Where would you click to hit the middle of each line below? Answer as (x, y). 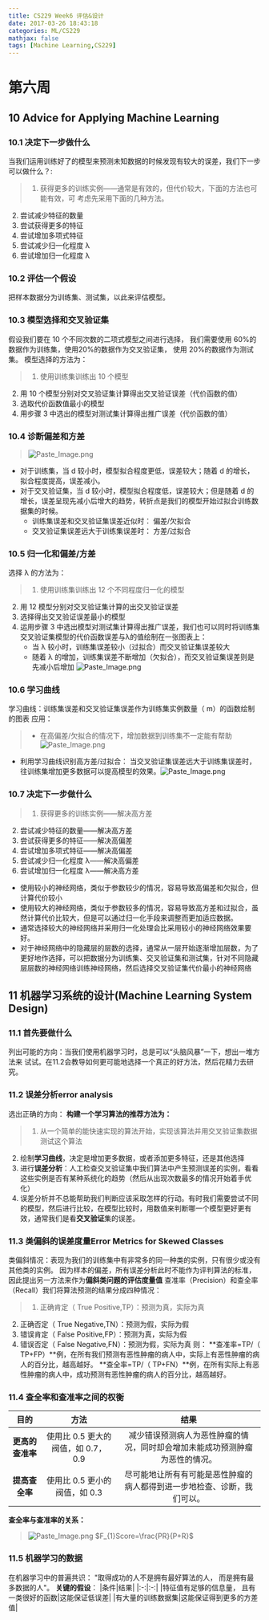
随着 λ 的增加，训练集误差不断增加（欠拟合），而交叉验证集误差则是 (143, 657)
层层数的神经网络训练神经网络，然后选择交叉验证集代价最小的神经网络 (136, 967)
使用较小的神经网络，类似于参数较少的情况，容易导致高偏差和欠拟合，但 (139, 887)
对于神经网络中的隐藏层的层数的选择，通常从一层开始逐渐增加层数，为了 (139, 947)
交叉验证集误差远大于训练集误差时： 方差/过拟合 (111, 531)
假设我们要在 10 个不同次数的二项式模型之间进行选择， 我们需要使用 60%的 (132, 339)
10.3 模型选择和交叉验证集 (59, 320)
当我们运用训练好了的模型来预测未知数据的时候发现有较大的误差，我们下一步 (134, 161)
